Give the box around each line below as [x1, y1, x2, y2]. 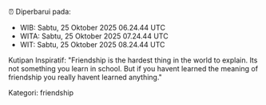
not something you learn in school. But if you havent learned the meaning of [8, 64, 258, 73]
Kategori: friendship [8, 88, 74, 97]
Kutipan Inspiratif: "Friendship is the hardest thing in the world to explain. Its [8, 55, 258, 65]
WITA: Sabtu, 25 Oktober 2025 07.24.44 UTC [19, 31, 169, 41]
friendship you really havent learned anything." [8, 72, 162, 82]
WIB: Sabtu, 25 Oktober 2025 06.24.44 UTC [19, 23, 166, 32]
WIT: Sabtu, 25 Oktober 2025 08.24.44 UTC [19, 40, 165, 49]
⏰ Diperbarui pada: [8, 7, 72, 16]
